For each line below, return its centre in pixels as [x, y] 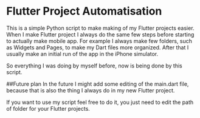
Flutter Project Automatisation [84, 11]
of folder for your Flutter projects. [48, 108]
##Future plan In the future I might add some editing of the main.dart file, [98, 84]
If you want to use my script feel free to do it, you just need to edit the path [100, 102]
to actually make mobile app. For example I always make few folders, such [99, 41]
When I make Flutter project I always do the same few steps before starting [100, 34]
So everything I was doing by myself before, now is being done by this [94, 66]
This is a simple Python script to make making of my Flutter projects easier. [100, 28]
